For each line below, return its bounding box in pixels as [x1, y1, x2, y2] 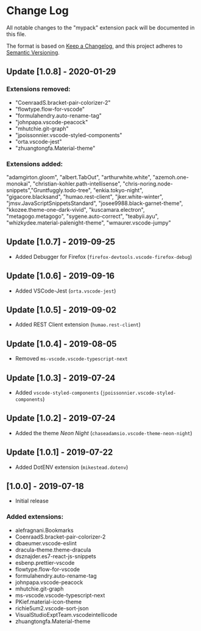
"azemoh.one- [152, 173, 189, 181]
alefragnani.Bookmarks [15, 526, 74, 534]
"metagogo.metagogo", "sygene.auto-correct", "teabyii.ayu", [6, 212, 159, 220]
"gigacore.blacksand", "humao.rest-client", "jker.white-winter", [6, 193, 163, 200]
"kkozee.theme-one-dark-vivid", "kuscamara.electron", [6, 206, 145, 213]
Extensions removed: [6, 85, 71, 94]
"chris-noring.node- [122, 180, 174, 187]
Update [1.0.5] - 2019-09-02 [6, 304, 117, 315]
